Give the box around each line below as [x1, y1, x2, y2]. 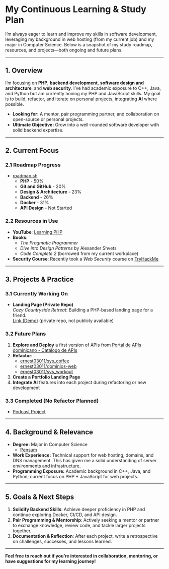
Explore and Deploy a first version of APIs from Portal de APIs [12, 342, 142, 348]
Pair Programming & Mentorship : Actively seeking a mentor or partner [12, 517, 159, 523]
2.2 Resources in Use [5, 218, 58, 225]
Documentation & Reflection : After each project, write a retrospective [12, 533, 158, 539]
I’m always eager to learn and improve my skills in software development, [5, 31, 157, 37]
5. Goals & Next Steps [5, 493, 74, 501]
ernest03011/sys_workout [20, 368, 73, 374]
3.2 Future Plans [5, 330, 46, 337]
